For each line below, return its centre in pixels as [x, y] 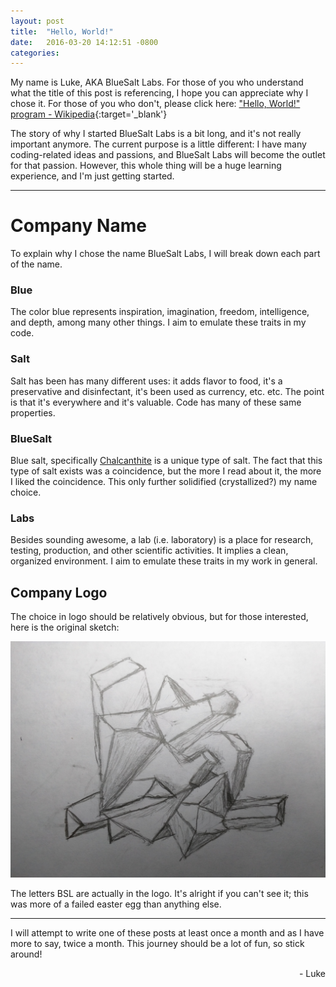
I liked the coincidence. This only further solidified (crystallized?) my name [164, 482]
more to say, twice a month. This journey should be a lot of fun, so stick [157, 944]
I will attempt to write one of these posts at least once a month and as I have [167, 933]
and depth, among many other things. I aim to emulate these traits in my [158, 322]
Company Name [78, 226]
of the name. [36, 264]
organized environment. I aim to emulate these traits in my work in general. [164, 561]
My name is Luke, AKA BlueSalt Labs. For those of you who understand [157, 82]
